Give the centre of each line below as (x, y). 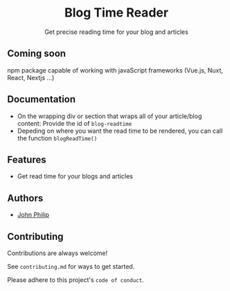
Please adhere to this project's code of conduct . (76, 280)
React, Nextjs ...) (31, 77)
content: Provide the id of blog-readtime (74, 123)
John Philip (33, 215)
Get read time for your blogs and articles (75, 176)
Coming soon (37, 54)
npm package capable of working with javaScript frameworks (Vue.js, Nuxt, (115, 70)
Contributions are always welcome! (57, 253)
